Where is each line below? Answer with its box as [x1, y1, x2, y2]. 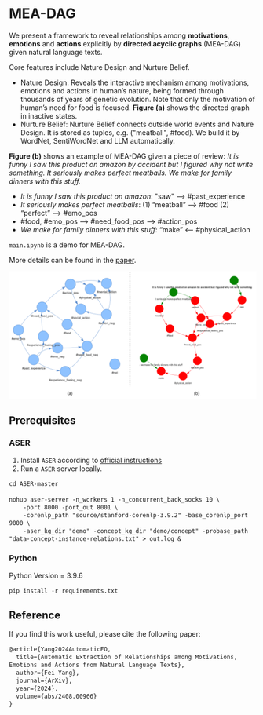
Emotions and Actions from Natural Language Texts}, [9, 661, 185, 669]
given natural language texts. [9, 47, 103, 57]
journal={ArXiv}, [16, 677, 73, 685]
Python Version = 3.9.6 [9, 571, 83, 580]
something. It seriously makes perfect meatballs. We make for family [9, 168, 232, 177]
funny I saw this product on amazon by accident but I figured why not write [9, 159, 254, 169]
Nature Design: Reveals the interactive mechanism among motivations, [20, 78, 250, 87]
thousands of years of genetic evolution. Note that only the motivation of [20, 94, 256, 104]
